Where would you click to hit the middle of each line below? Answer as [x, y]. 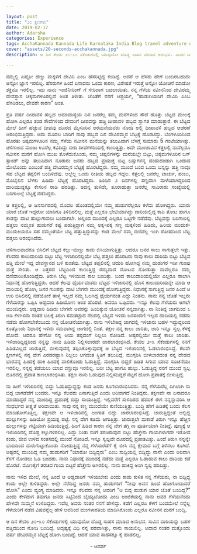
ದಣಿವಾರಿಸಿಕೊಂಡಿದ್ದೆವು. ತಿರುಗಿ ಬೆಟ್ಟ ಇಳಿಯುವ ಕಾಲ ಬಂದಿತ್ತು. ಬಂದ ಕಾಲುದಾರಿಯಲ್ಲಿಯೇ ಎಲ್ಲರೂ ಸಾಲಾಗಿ [98, 276]
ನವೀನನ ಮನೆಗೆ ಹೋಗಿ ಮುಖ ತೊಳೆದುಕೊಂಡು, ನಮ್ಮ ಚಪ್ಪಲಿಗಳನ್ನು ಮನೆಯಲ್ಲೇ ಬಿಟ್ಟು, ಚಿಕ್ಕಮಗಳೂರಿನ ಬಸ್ [98, 154]
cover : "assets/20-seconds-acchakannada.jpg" [62, 49]
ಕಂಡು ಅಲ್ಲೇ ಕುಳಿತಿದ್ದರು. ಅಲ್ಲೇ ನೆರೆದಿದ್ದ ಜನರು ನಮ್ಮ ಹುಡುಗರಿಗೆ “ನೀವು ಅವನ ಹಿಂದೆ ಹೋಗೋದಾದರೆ [98, 483]
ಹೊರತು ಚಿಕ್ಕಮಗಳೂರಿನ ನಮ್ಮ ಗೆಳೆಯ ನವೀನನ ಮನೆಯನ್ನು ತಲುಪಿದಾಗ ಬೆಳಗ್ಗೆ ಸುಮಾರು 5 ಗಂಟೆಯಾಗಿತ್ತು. [98, 140]
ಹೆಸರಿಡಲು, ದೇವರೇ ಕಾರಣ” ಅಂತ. [35, 102]
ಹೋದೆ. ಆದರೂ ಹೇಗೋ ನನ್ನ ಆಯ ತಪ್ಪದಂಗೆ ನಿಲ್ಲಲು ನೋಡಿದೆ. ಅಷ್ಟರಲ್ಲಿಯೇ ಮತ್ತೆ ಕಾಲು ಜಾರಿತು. [98, 335]
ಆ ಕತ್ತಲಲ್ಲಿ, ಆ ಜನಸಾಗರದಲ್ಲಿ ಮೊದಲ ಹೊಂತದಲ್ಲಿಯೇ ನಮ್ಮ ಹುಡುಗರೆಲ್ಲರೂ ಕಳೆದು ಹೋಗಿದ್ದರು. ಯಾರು [98, 205]
